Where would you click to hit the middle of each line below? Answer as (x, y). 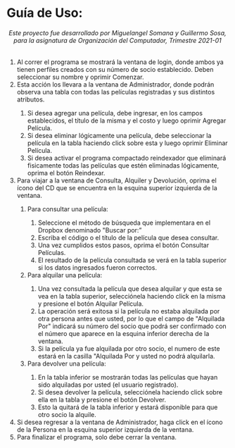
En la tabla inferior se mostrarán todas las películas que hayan (128, 378)
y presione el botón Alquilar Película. (91, 304)
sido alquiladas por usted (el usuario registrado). (108, 385)
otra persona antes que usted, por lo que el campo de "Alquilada (131, 319)
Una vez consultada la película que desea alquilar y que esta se (130, 289)
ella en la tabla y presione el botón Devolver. (102, 400)
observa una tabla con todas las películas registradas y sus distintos (116, 92)
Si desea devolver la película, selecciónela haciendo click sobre (130, 392)
